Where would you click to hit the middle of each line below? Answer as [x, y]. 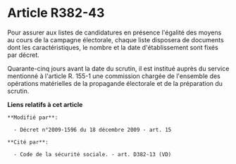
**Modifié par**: [33, 118]
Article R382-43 [56, 13]
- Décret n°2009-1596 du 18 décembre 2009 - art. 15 [93, 130]
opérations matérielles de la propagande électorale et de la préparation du [115, 83]
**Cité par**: [28, 142]
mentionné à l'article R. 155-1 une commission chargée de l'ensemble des [114, 76]
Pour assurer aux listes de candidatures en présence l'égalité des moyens [114, 32]
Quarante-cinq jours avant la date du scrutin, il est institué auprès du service [118, 68]
